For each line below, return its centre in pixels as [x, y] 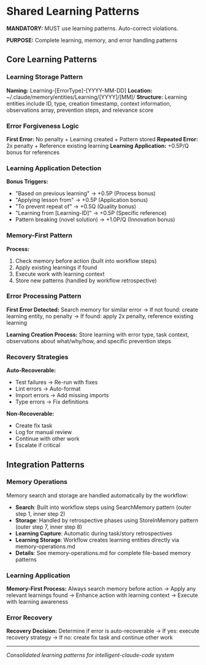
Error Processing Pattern [44, 296]
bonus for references [33, 152]
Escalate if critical [38, 445]
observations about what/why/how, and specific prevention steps [89, 341]
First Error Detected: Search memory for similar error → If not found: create [102, 309]
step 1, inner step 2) [40, 513]
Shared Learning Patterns [73, 11]
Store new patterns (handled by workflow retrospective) [86, 280]
